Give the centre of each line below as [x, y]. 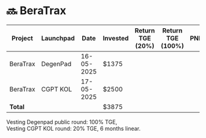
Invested [116, 38]
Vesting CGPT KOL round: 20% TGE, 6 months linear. [74, 128]
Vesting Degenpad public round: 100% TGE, [62, 122]
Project [22, 38]
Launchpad [58, 38]
